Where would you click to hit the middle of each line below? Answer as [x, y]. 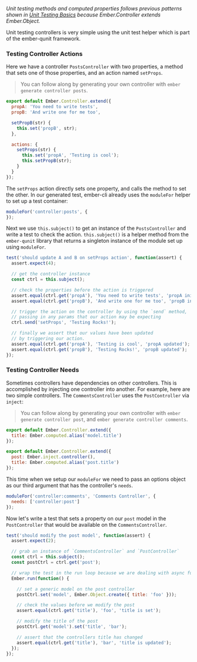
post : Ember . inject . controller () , [53, 457]
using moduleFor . [26, 247]
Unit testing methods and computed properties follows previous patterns [94, 9]
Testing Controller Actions [45, 54]
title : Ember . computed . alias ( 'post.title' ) [65, 463]
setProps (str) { [37, 150]
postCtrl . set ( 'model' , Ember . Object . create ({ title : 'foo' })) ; [97, 594]
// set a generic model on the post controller [76, 589]
